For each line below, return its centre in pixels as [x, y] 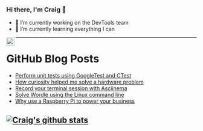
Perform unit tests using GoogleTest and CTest [73, 76]
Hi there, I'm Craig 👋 [36, 10]
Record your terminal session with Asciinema [71, 88]
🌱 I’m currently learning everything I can [65, 29]
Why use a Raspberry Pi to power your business [75, 101]
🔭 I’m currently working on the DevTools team [72, 23]
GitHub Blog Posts [53, 59]
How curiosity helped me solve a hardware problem [79, 82]
